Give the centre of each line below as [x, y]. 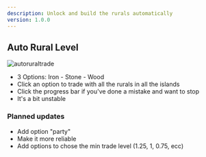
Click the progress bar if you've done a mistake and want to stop [108, 91]
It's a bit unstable [41, 99]
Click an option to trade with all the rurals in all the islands [98, 84]
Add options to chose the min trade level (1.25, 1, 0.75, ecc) [100, 146]
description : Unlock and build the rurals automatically [90, 13]
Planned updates [36, 117]
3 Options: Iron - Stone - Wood [61, 77]
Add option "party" [43, 131]
